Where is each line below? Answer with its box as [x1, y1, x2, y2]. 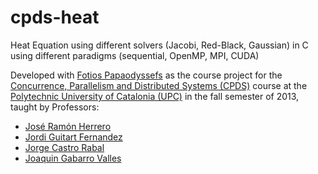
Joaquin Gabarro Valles [24, 152, 122, 164]
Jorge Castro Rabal [24, 141, 105, 153]
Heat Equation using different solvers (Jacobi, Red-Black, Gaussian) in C [10, 39, 309, 51]
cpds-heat [10, 6, 100, 29]
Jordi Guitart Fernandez [24, 131, 123, 143]
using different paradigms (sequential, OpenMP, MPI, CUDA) [10, 49, 260, 61]
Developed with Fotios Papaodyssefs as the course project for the [10, 69, 283, 81]
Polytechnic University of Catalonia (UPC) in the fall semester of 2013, [10, 90, 300, 102]
